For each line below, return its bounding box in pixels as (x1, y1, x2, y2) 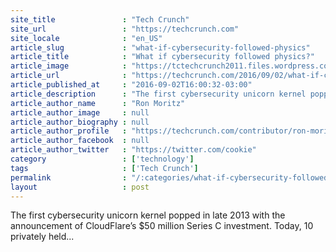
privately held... (10, 231, 75, 243)
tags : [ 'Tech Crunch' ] (10, 163, 199, 173)
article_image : (10, 61, 128, 71)
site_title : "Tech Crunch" (10, 14, 190, 25)
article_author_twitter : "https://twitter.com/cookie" (10, 145, 257, 155)
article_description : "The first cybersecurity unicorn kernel (10, 89, 307, 99)
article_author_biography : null (10, 117, 150, 127)
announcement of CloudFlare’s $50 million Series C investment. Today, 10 (10, 220, 314, 232)
